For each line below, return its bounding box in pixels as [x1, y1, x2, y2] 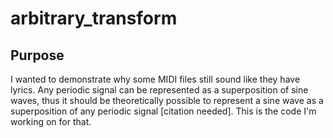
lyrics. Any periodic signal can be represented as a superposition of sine [10, 84, 309, 96]
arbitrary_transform [10, 7, 178, 30]
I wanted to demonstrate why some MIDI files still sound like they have [10, 73, 301, 85]
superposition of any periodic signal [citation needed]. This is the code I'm [10, 105, 317, 117]
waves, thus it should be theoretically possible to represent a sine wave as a [10, 95, 324, 106]
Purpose [10, 47, 65, 64]
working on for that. [10, 116, 92, 127]
